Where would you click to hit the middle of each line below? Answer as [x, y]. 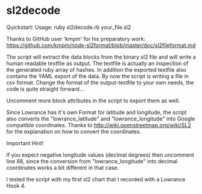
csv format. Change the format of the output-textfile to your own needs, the [100, 83]
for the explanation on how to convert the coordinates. [74, 131]
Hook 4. [16, 186]
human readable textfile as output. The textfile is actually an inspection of [97, 63]
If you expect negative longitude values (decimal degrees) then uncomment [100, 155]
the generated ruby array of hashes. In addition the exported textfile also [96, 69]
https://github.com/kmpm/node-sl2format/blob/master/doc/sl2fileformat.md [101, 45]
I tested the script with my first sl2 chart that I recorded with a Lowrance [96, 179]
